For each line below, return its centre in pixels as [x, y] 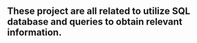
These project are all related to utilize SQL [99, 11]
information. [35, 32]
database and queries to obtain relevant [95, 22]
